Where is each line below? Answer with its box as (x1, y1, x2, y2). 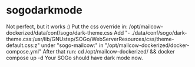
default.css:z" (6, 42, 40, 49)
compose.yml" (6, 48, 42, 55)
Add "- (114, 29, 131, 36)
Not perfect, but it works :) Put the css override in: (6, 23, 128, 30)
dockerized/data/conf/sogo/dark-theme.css (6, 29, 113, 36)
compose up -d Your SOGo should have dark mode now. (6, 54, 143, 61)
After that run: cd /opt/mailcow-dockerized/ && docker (42, 48, 175, 55)
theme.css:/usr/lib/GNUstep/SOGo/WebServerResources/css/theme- (6, 35, 174, 42)
